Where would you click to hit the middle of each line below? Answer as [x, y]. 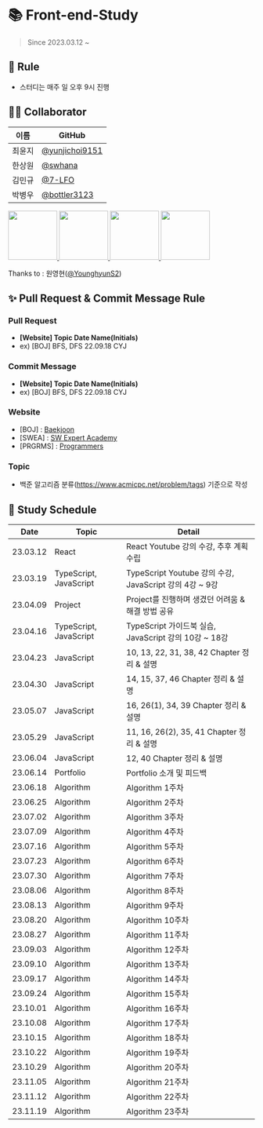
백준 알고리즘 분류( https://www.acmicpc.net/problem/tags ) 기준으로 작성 [133, 484]
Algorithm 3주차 [155, 817]
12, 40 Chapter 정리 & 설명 [175, 758]
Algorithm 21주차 [158, 1082]
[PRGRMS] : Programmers [61, 446]
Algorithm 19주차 [158, 1053]
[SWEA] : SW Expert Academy [68, 437]
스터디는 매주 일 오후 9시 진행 [64, 86]
